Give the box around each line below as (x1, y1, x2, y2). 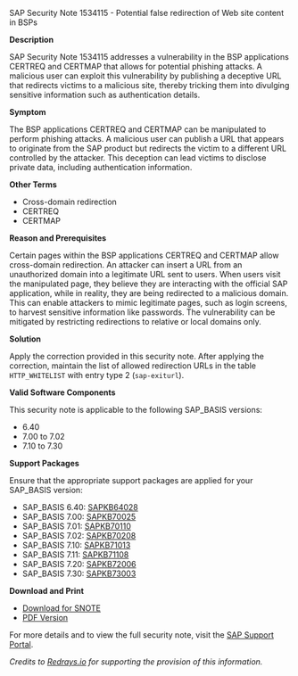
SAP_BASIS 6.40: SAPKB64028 (21, 502, 138, 512)
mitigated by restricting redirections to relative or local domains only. (9, 317, 261, 326)
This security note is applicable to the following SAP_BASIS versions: (9, 405, 263, 415)
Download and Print (9, 586, 85, 596)
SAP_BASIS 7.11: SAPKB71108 (21, 549, 129, 560)
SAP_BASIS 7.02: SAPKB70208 (21, 531, 137, 540)
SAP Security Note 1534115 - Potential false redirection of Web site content (9, 8, 284, 18)
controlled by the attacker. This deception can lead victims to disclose (9, 153, 267, 163)
